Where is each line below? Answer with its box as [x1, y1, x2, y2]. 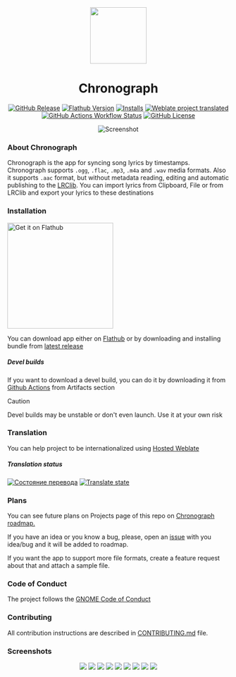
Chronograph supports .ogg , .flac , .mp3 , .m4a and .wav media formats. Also [7, 166, 227, 175]
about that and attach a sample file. [7, 561, 111, 570]
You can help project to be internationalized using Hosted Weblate [7, 444, 199, 452]
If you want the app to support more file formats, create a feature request [7, 554, 221, 563]
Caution [7, 396, 30, 405]
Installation [7, 206, 47, 216]
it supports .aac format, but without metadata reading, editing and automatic [7, 173, 229, 182]
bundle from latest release [7, 341, 84, 350]
